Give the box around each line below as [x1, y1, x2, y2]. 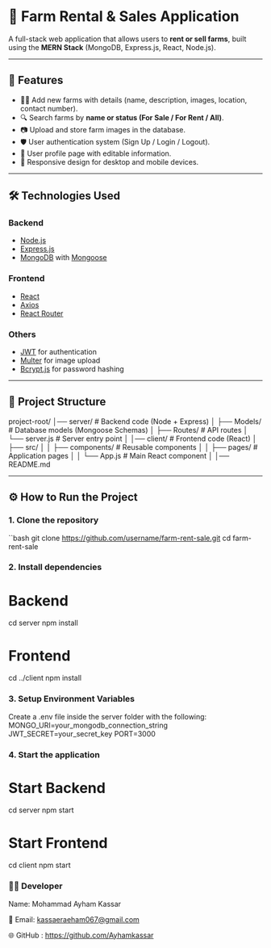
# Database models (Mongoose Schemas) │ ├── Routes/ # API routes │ [8, 425, 248, 434]
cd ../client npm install [8, 673, 82, 683]
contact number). [19, 103, 78, 113]
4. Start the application [8, 749, 101, 760]
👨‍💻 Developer [8, 880, 63, 891]
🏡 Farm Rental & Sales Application [8, 7, 240, 26]
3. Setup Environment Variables [8, 694, 135, 705]
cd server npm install [8, 618, 78, 628]
